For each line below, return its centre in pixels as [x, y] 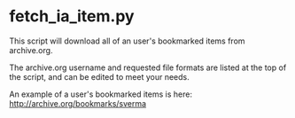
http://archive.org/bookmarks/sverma [78, 103]
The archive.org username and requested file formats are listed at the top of [148, 67]
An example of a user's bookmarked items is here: [101, 94]
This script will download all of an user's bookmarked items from [127, 41]
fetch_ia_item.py [72, 16]
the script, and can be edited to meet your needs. [99, 76]
